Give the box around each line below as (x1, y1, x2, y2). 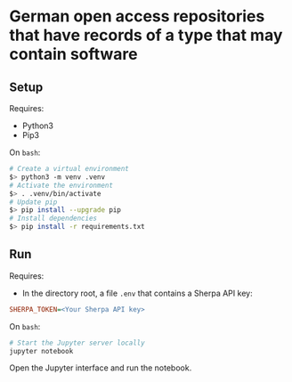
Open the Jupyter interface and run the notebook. (9, 362, 192, 373)
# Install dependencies (9, 214, 98, 224)
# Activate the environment (9, 181, 114, 190)
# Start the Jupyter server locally (9, 338, 145, 347)
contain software (9, 45, 138, 64)
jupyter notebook (9, 346, 74, 355)
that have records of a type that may (9, 25, 283, 45)
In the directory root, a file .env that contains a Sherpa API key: (21, 288, 253, 298)
